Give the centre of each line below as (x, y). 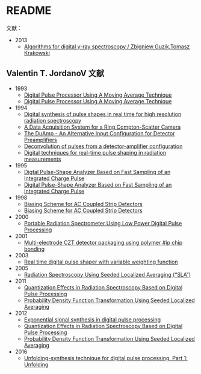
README (29, 11)
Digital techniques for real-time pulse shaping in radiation (95, 152)
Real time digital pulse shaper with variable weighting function (101, 262)
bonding (34, 249)
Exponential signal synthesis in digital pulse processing (92, 319)
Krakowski (37, 53)
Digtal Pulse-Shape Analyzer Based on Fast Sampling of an (97, 172)
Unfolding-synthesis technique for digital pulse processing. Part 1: (106, 358)
